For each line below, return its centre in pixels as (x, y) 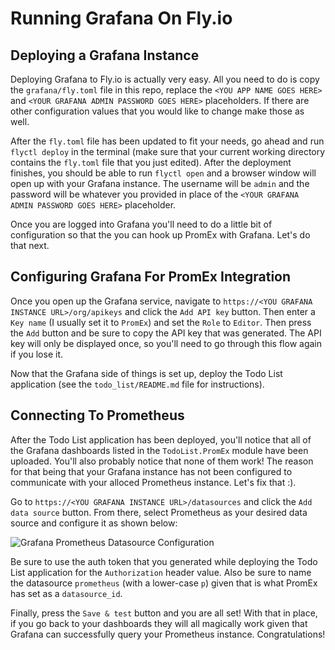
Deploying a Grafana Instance (105, 55)
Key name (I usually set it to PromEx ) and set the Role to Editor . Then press (161, 322)
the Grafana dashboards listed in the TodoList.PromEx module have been (159, 450)
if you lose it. (36, 354)
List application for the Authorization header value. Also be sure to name (161, 572)
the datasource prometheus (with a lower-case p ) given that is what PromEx (164, 583)
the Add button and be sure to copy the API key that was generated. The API (166, 333)
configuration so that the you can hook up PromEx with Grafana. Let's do (160, 235)
